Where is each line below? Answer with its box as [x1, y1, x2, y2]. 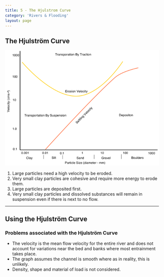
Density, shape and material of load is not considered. [12, 266, 121, 273]
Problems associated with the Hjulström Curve [5, 230, 118, 237]
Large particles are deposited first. [12, 186, 82, 192]
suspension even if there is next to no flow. [12, 196, 99, 202]
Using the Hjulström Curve [5, 215, 88, 223]
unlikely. [12, 261, 29, 267]
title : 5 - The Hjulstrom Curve [5, 8, 71, 13]
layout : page [5, 18, 32, 23]
